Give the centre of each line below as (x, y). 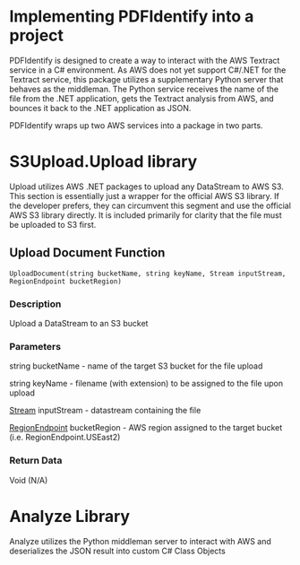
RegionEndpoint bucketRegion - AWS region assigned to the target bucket (146, 428)
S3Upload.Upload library (103, 162)
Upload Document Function (87, 253)
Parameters (35, 346)
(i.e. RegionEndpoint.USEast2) (65, 438)
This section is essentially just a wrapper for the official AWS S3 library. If (145, 196)
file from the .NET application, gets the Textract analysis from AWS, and (142, 98)
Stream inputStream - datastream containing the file (105, 411)
